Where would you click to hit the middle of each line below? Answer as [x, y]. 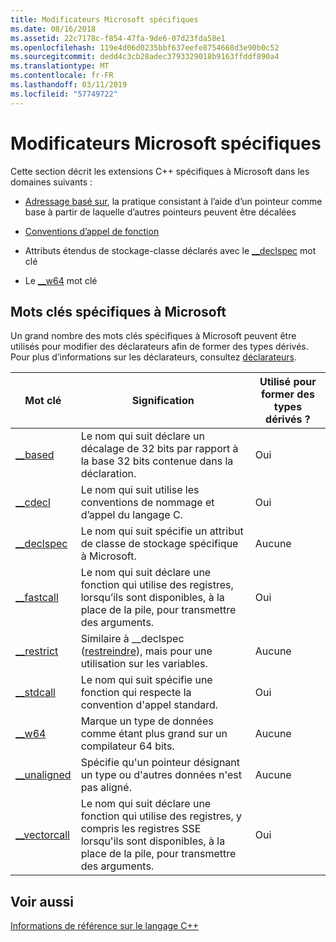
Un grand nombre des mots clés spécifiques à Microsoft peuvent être [153, 336]
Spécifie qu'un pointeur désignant [160, 763]
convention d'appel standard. [149, 705]
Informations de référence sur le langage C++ [104, 926]
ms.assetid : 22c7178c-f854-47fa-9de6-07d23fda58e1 [118, 38]
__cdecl [33, 503]
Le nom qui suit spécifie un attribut [162, 531]
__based [35, 455]
